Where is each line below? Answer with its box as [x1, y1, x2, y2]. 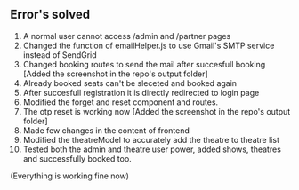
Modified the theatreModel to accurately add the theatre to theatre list [22, 134, 279, 145]
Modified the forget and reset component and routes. [22, 97, 219, 107]
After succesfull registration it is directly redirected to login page [22, 87, 260, 98]
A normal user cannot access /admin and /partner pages [22, 30, 231, 41]
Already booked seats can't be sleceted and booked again [22, 77, 238, 88]
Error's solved [10, 7, 91, 22]
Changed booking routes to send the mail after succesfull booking [22, 59, 266, 69]
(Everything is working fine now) [10, 170, 130, 181]
